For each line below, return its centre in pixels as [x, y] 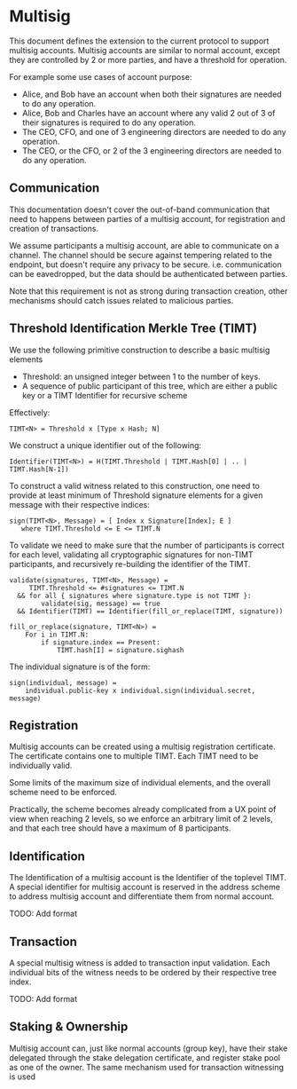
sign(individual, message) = [63, 683]
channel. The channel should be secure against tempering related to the [141, 255]
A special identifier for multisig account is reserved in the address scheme [145, 887]
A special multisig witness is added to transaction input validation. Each [140, 963]
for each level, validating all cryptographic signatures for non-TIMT [132, 554]
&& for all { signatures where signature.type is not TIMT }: [134, 596]
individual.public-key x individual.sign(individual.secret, [140, 690]
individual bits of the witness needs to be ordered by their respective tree [143, 972]
